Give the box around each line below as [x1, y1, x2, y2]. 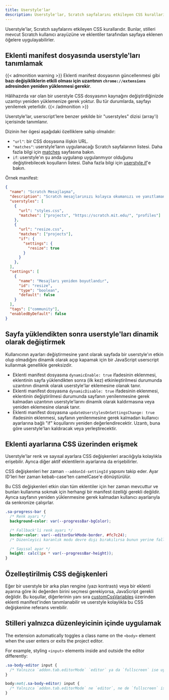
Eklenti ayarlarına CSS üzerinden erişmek [5, 440, 138, 448]
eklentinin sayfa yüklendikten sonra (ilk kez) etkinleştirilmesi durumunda [12, 377, 162, 383]
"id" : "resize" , [18, 283, 53, 288]
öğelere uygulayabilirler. [5, 36, 55, 43]
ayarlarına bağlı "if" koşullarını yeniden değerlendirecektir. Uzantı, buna [12, 420, 160, 426]
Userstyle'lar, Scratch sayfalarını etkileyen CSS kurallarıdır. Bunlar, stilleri [5, 26, 156, 32]
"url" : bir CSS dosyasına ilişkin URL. [12, 138, 89, 144]
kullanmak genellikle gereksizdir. [5, 362, 73, 368]
